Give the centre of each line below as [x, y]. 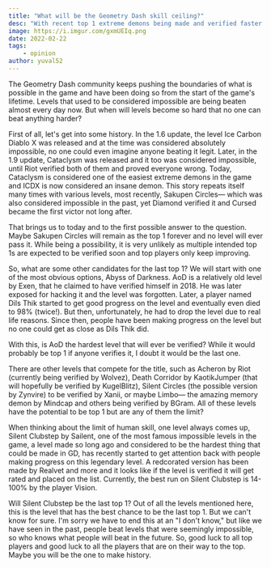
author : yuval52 [36, 61]
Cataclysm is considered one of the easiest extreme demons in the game [130, 177]
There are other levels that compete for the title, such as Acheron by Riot [129, 368]
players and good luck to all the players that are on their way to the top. [127, 546]
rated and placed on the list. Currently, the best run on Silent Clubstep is [129, 479]
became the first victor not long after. [70, 211]
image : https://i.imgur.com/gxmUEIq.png [78, 31]
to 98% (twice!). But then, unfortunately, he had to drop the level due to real [135, 312]
